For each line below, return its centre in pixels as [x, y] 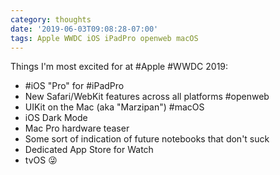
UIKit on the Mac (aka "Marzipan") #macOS [114, 107]
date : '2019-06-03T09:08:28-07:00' [84, 29]
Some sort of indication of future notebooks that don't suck [147, 139]
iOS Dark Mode [56, 118]
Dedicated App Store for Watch [89, 150]
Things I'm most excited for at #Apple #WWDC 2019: [119, 67]
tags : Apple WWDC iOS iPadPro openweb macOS [104, 38]
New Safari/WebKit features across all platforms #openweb [147, 97]
